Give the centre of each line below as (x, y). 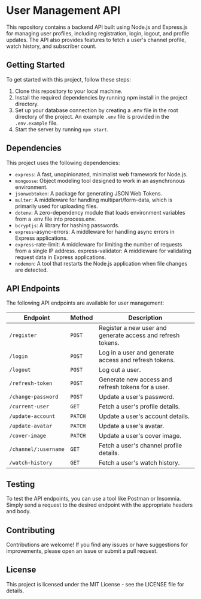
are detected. (31, 270)
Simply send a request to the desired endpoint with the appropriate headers (100, 505)
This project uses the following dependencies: (63, 162)
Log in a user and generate (136, 353)
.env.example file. (36, 123)
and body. (19, 511)
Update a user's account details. (144, 416)
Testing (21, 484)
